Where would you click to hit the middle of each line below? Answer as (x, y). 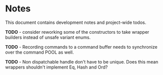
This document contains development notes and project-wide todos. (76, 22)
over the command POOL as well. (39, 52)
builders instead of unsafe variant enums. (48, 37)
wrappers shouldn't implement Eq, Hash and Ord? (56, 67)
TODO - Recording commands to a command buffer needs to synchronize (81, 47)
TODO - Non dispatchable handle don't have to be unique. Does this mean (82, 62)
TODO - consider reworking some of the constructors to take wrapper (77, 32)
